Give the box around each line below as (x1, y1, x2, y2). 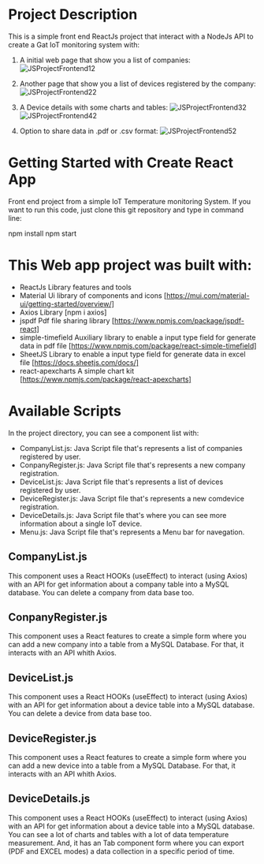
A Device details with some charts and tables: (19, 102, 168, 112)
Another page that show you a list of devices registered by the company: (19, 79, 256, 88)
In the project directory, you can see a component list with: (8, 428, 199, 438)
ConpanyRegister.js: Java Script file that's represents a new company (19, 460, 246, 470)
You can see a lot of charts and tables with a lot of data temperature (8, 829, 229, 839)
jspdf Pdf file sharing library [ (19, 315, 115, 325)
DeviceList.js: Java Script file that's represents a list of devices (19, 477, 224, 486)
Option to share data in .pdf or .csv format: (19, 126, 159, 136)
